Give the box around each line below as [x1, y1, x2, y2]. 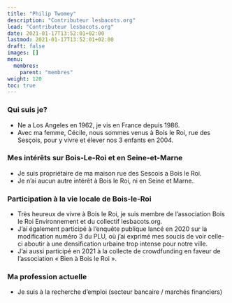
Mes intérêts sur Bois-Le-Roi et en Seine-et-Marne [7, 153, 183, 163]
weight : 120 [7, 75, 42, 83]
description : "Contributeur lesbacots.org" [7, 17, 136, 24]
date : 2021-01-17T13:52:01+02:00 [7, 29, 105, 37]
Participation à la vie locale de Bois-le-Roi [7, 194, 152, 204]
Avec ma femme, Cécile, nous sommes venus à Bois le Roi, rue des [17, 128, 211, 136]
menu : [7, 56, 23, 63]
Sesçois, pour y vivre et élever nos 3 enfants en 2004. [17, 136, 174, 144]
